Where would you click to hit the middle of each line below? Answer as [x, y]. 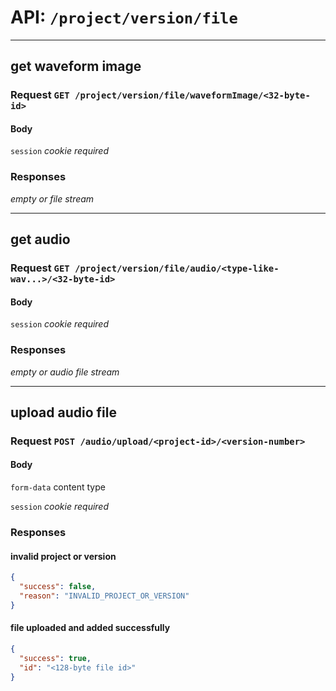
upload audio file [63, 412]
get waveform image [76, 66]
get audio [40, 239]
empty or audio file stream [65, 372]
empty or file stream [52, 198]
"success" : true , [55, 658]
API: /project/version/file [124, 17]
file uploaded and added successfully [90, 628]
